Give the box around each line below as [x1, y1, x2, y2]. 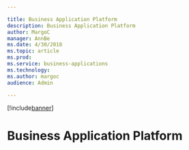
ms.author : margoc [7, 73, 59, 80]
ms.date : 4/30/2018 [7, 42, 63, 48]
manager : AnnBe [7, 35, 50, 42]
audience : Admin [7, 79, 53, 86]
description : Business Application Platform [7, 22, 136, 29]
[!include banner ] [7, 104, 54, 112]
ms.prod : [7, 54, 32, 61]
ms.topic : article [7, 48, 59, 55]
